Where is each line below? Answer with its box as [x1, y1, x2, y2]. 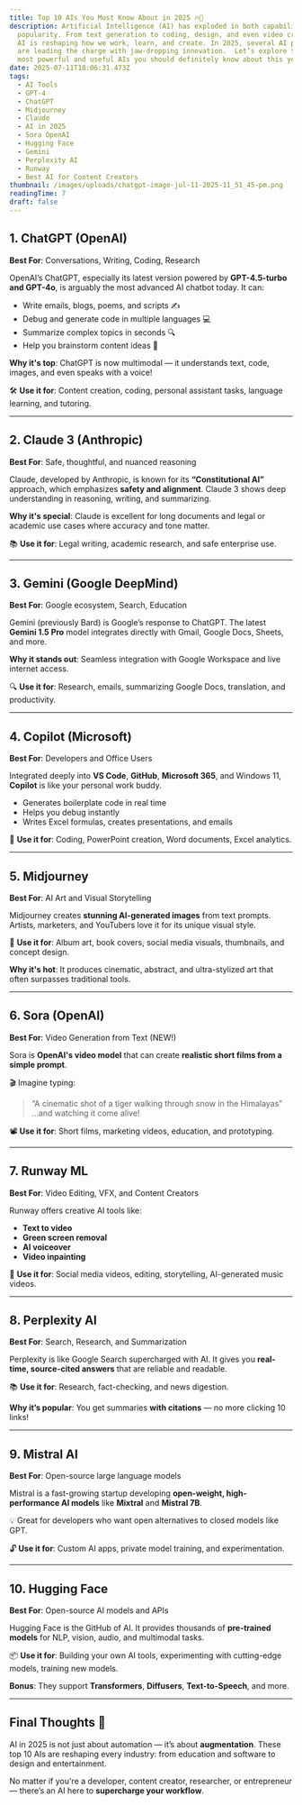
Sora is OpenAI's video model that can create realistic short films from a [9, 1049, 283, 1060]
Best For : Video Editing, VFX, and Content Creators [9, 1187, 200, 1199]
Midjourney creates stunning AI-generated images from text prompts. [9, 909, 271, 920]
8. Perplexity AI [9, 1312, 97, 1327]
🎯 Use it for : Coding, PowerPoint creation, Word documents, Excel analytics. [9, 834, 292, 845]
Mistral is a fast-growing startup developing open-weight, [9, 1488, 225, 1499]
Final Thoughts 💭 [9, 1715, 106, 1730]
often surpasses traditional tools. [9, 973, 131, 984]
